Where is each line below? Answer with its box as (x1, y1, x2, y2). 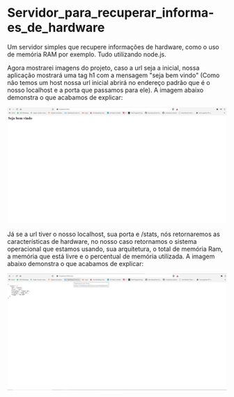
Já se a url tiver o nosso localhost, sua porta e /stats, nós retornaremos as (7, 230, 221, 238)
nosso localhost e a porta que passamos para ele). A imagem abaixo (7, 86, 204, 94)
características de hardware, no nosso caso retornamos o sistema (7, 237, 197, 245)
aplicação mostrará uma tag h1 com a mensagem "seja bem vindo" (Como (7, 71, 220, 79)
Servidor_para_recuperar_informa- (7, 5, 214, 21)
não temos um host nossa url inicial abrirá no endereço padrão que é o (7, 78, 210, 86)
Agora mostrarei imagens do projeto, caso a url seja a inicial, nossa (7, 63, 200, 72)
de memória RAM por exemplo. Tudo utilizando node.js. (7, 50, 166, 59)
